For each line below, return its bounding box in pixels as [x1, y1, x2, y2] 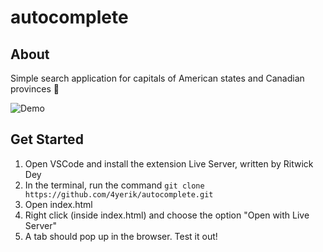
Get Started [10, 131, 84, 148]
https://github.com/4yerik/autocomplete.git [24, 189, 214, 200]
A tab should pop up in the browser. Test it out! [24, 230, 218, 242]
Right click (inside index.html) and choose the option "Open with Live [24, 209, 310, 221]
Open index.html [24, 198, 93, 210]
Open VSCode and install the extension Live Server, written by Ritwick [24, 157, 314, 170]
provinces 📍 [10, 83, 60, 95]
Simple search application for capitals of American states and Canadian [10, 72, 305, 84]
